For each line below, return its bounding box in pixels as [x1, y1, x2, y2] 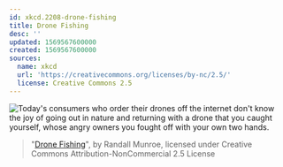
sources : [9, 54, 42, 63]
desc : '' [9, 29, 42, 38]
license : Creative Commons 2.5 [17, 79, 133, 87]
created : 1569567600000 [9, 46, 97, 55]
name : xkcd [17, 63, 57, 72]
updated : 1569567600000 [9, 37, 97, 47]
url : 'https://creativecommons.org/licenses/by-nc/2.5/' [17, 71, 232, 80]
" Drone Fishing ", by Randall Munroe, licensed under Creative [30, 139, 253, 149]
